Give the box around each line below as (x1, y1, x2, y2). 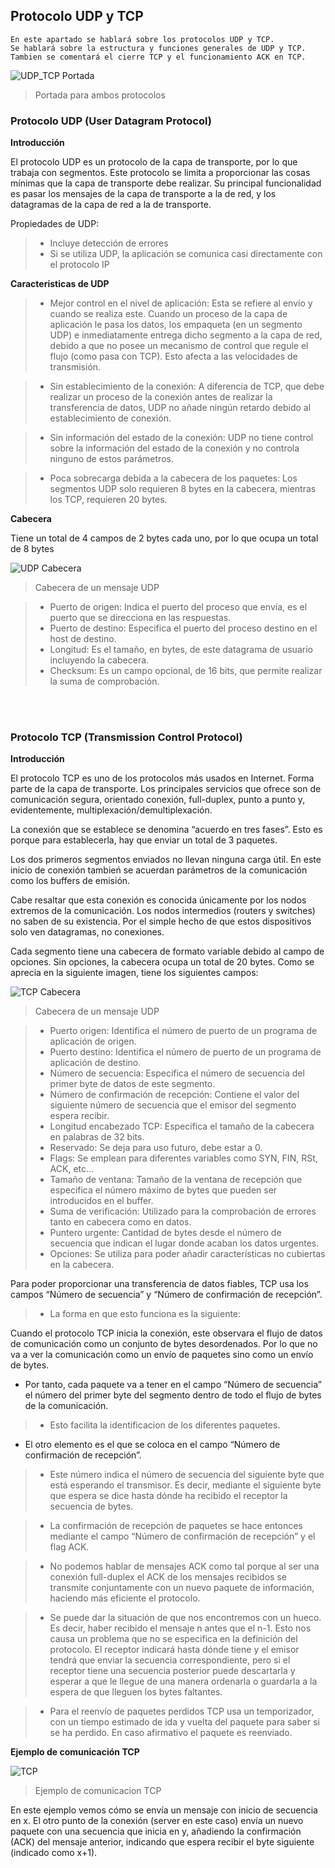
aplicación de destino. (49, 1057, 142, 1069)
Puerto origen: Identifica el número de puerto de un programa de (49, 1025, 318, 1037)
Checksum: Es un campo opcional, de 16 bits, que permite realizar (49, 665, 323, 677)
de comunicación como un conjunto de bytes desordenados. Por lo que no (10, 1338, 318, 1350)
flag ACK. (49, 1541, 90, 1553)
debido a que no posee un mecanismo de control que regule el (49, 340, 309, 352)
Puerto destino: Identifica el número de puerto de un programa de (49, 1046, 322, 1058)
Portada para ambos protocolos (34, 89, 166, 101)
